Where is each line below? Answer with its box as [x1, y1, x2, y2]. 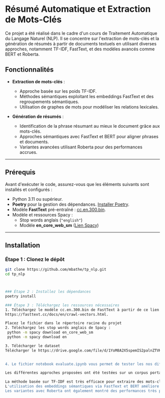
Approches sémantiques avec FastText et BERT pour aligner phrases [19, 133, 159, 139]
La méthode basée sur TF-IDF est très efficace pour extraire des [5, 379, 144, 384]
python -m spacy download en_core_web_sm [7, 330, 93, 335]
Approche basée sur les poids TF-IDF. [19, 88, 97, 94]
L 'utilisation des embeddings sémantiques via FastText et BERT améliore [5, 384, 160, 389]
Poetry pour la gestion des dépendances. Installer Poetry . [12, 201, 130, 207]
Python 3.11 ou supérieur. [12, 196, 63, 202]
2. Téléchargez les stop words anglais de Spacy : [5, 326, 111, 330]
